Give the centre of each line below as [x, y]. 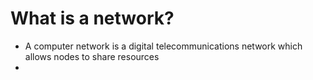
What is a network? [92, 18]
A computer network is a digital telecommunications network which [163, 46]
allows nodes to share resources [92, 56]
